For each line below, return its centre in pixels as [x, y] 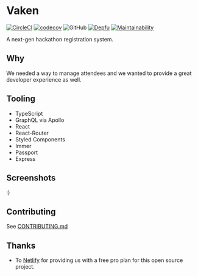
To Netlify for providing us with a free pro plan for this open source [99, 260]
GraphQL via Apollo [40, 120]
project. [25, 267]
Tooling [21, 99]
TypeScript [29, 113]
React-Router [32, 133]
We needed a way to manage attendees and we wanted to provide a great [99, 73]
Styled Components [40, 139]
